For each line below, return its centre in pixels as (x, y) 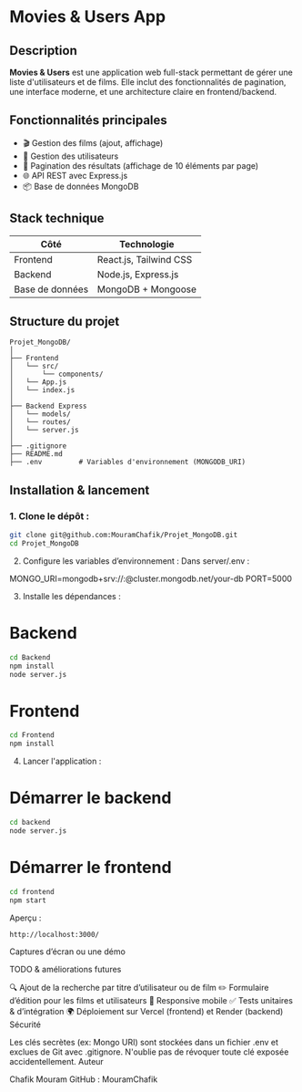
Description (43, 51)
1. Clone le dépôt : (50, 515)
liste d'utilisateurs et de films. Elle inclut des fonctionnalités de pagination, (148, 82)
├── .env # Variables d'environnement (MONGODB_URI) (128, 463)
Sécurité (25, 1024)
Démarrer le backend (91, 798)
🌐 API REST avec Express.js (75, 175)
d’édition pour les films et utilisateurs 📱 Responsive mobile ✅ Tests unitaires (151, 1001)
